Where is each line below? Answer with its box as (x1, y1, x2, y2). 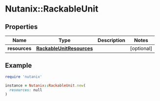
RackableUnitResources (36, 45, 93, 52)
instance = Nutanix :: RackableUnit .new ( (5, 83, 86, 88)
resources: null (9, 87, 42, 92)
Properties (5, 23, 38, 31)
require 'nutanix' (5, 74, 42, 79)
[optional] (130, 45, 152, 52)
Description (97, 37, 125, 43)
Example (5, 61, 32, 70)
